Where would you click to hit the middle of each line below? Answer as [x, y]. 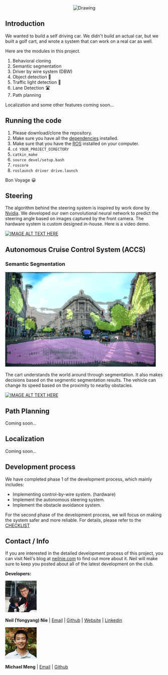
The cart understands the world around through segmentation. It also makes [84, 375]
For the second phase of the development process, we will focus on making [83, 515]
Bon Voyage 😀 [21, 180]
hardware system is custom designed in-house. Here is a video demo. [77, 224]
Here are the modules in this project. [43, 51]
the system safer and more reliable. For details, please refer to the [73, 520]
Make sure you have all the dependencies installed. [65, 138]
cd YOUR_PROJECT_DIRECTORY [41, 149]
